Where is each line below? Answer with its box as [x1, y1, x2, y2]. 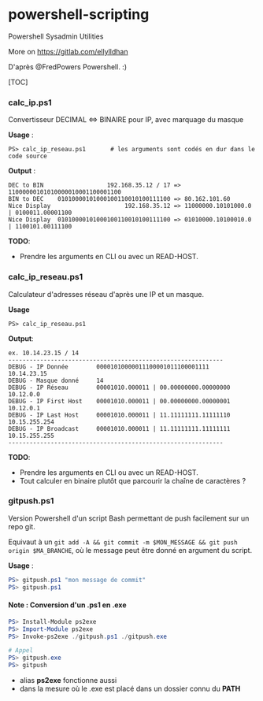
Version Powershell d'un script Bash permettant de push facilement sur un [8, 514, 250, 523]
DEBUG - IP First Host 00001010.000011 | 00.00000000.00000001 [8, 397, 231, 405]
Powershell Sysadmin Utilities [8, 32, 104, 41]
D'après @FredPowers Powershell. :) [8, 61, 128, 72]
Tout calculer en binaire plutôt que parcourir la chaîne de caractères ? [19, 476, 246, 485]
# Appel [8, 647, 34, 655]
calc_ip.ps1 [8, 97, 53, 108]
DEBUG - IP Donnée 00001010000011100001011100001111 [8, 362, 210, 371]
